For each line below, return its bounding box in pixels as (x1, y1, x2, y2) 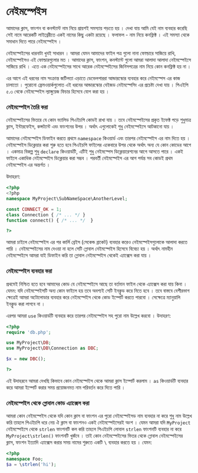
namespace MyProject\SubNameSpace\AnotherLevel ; (6, 196, 128, 201)
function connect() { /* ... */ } (6, 217, 94, 223)
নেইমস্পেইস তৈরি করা (6, 102, 48, 111)
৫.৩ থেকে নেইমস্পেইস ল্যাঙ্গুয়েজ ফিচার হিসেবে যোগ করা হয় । (6, 88, 110, 95)
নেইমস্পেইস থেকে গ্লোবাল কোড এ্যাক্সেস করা (6, 399, 90, 407)
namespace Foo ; (6, 456, 44, 462)
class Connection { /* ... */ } (6, 211, 85, 218)
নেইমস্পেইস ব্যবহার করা (6, 267, 52, 275)
